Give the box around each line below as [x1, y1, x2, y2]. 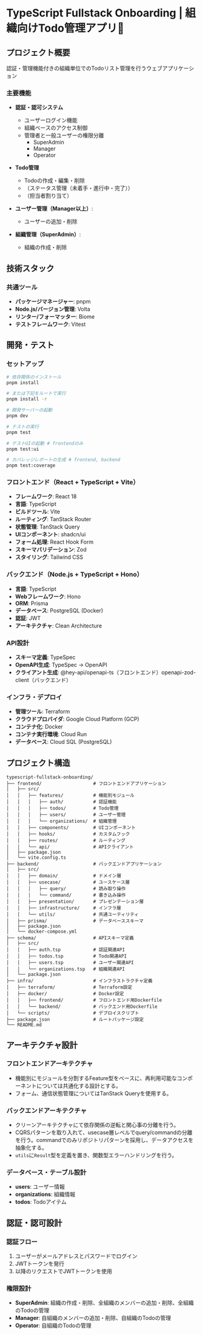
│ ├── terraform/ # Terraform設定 [6, 984, 132, 990]
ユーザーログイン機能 [24, 117, 78, 124]
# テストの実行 [6, 424, 39, 430]
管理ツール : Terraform [15, 708, 70, 715]
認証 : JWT [15, 614, 41, 621]
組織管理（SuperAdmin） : [15, 231, 81, 238]
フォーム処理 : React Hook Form [15, 538, 94, 546]
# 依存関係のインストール [6, 374, 62, 380]
